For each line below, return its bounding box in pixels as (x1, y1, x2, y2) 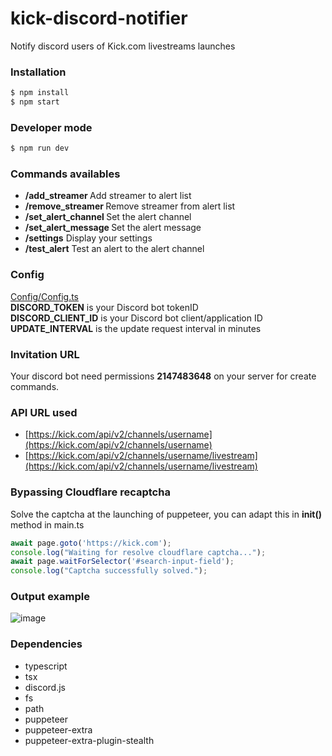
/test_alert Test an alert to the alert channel (24, 243, 205, 255)
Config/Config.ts (10, 290, 80, 302)
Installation (10, 65, 67, 79)
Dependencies (10, 637, 83, 651)
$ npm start (10, 97, 60, 107)
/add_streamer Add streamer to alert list (24, 190, 192, 202)
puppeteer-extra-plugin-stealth (24, 734, 155, 746)
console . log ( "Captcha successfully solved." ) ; (10, 566, 208, 576)
